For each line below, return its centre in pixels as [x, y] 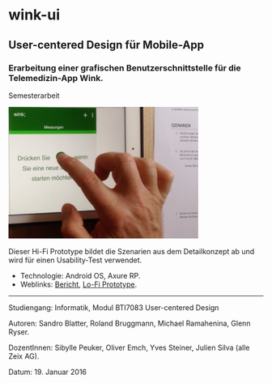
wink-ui [34, 15]
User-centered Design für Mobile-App [106, 45]
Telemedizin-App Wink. [56, 78]
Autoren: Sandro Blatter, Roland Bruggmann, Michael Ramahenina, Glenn [130, 323]
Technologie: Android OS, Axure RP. [80, 275]
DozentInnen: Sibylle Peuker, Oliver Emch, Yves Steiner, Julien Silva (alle [129, 347]
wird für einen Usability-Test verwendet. [75, 260]
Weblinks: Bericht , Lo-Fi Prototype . [79, 284]
